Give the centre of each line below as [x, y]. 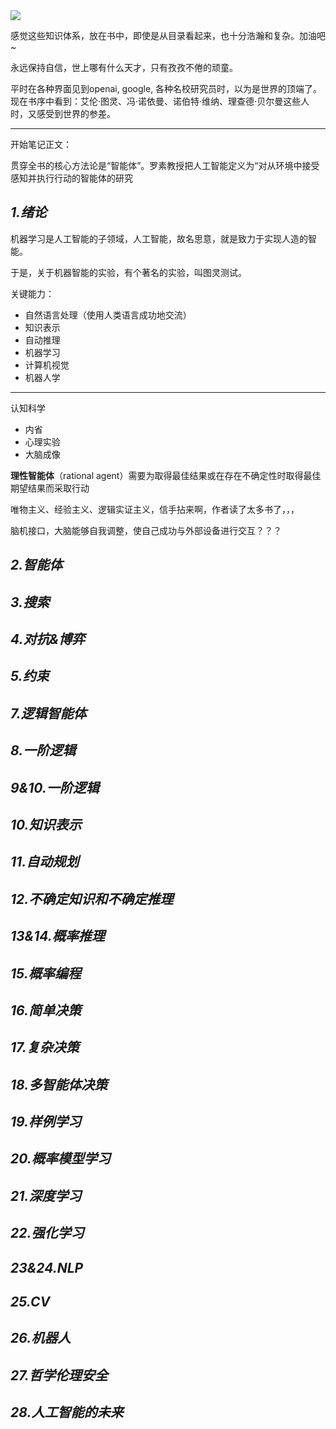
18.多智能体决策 [59, 1084]
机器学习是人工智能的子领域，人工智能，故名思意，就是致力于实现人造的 [159, 238]
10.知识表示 [46, 824]
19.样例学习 [46, 1122]
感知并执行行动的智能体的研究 [71, 178]
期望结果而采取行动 [50, 488]
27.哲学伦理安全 [59, 1375]
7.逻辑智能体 [48, 713]
